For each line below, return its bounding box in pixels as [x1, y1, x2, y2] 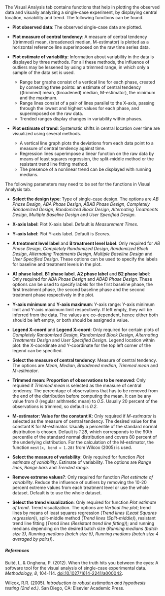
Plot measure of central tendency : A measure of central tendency [12, 34, 147, 39]
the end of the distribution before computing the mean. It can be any [12, 393, 152, 399]
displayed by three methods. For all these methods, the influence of [12, 59, 150, 65]
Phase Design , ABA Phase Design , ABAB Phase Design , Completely [12, 201, 150, 207]
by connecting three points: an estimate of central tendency [19, 84, 141, 90]
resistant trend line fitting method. [19, 161, 89, 167]
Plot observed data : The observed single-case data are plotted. [12, 24, 142, 30]
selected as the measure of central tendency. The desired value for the [12, 418, 157, 424]
